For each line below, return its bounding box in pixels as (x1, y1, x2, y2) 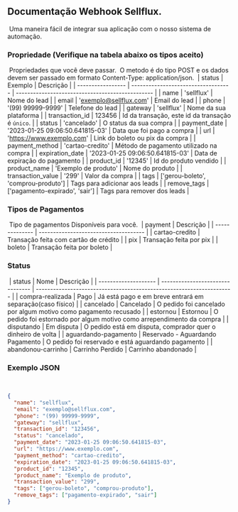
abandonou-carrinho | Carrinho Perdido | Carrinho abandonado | (7, 344, 197, 354)
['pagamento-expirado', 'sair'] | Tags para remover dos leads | (7, 187, 190, 195)
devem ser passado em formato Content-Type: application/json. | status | (7, 74, 224, 82)
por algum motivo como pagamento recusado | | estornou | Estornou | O (7, 307, 219, 315)
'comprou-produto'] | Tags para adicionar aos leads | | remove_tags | (7, 179, 210, 187)
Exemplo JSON (7, 362, 60, 372)
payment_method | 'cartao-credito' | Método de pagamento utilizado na (7, 141, 217, 150)
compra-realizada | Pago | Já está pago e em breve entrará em (19, 292, 204, 300)
